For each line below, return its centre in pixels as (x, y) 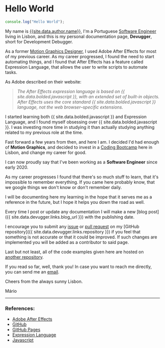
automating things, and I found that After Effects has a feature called (74, 62)
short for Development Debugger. (39, 41)
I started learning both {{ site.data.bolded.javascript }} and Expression (76, 116)
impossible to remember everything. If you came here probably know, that (80, 182)
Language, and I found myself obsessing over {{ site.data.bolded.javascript (81, 122)
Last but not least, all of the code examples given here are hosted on (74, 252)
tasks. (11, 72)
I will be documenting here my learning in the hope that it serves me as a (79, 197)
